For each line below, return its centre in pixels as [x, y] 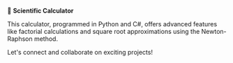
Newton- [214, 31]
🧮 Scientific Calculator [40, 11]
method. [46, 39]
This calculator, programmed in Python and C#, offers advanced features [112, 24]
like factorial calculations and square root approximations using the [104, 31]
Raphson [20, 39]
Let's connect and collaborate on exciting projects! [80, 52]
